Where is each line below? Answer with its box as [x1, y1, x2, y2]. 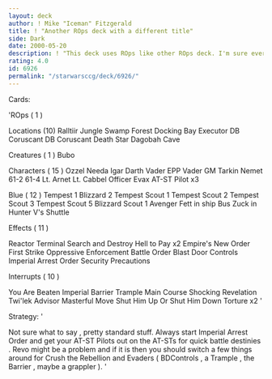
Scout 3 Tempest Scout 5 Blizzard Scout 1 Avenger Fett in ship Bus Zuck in [8, 198, 257, 208]
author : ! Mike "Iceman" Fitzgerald [8, 19, 132, 28]
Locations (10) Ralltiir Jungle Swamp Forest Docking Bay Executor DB [8, 126, 240, 135]
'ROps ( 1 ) [8, 110, 43, 120]
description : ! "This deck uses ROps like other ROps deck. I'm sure [8, 49, 249, 57]
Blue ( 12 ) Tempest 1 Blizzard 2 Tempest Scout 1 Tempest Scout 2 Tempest [8, 189, 259, 199]
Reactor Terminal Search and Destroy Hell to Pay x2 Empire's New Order [8, 238, 251, 248]
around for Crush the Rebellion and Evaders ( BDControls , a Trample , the [8, 353, 255, 363]
